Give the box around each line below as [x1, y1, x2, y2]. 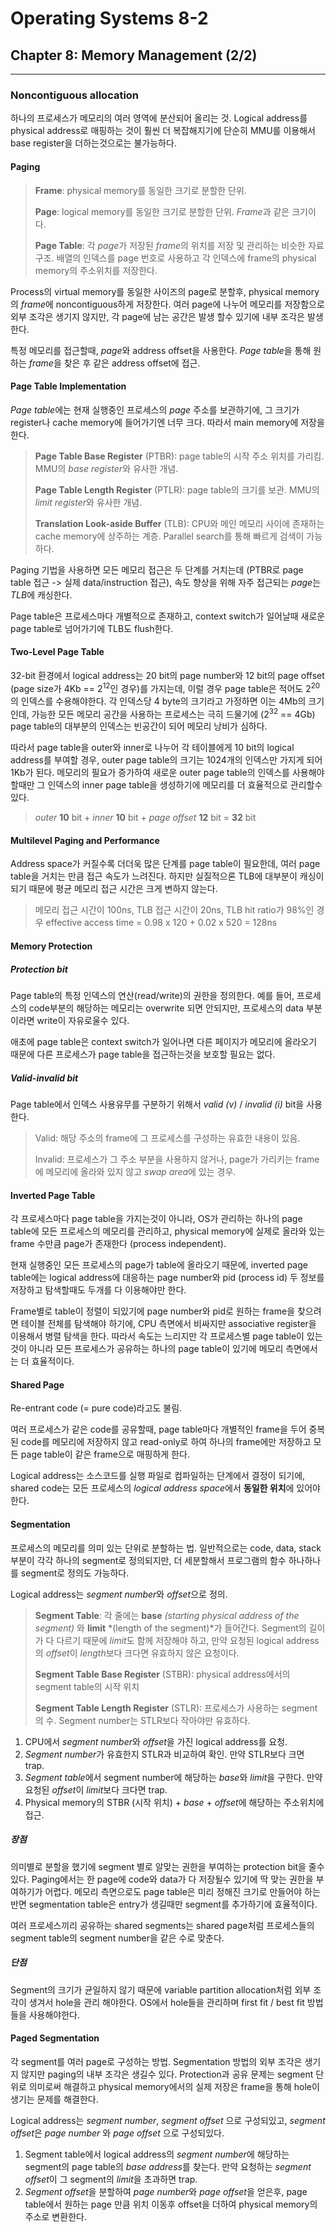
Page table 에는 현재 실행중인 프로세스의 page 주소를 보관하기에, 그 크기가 [10, 403, 300, 416]
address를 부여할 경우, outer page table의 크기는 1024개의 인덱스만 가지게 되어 [10, 754, 323, 766]
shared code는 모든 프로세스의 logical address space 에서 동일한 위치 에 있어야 [10, 1482, 321, 1494]
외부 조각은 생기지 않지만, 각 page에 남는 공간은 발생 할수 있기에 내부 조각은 [10, 310, 305, 322]
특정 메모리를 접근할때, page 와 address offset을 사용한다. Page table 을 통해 [10, 344, 312, 356]
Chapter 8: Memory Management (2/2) [10, 47, 258, 64]
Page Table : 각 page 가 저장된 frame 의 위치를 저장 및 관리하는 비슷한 [34, 239, 306, 251]
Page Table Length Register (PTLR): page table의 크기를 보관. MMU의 [34, 483, 320, 496]
